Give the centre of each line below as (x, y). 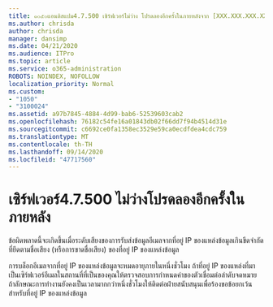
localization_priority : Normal (61, 84)
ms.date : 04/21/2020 (43, 46)
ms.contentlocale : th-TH (50, 144)
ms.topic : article (39, 62)
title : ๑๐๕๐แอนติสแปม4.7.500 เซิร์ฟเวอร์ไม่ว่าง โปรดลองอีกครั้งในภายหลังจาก (109, 16)
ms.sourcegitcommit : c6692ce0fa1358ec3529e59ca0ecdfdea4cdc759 (118, 129)
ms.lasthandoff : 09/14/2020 (56, 152)
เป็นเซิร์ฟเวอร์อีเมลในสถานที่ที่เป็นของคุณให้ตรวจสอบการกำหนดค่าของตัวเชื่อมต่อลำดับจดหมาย (133, 275)
